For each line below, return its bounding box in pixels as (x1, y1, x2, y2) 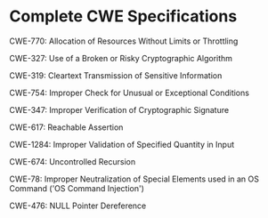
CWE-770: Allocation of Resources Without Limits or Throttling (9, 36, 239, 46)
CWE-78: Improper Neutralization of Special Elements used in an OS (9, 174, 260, 184)
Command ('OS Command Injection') (9, 182, 145, 193)
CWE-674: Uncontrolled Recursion (9, 156, 136, 166)
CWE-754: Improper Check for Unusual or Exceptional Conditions (9, 87, 249, 98)
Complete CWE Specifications (9, 6, 238, 27)
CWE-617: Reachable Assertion (9, 122, 124, 133)
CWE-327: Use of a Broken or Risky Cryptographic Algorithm (9, 52, 233, 63)
